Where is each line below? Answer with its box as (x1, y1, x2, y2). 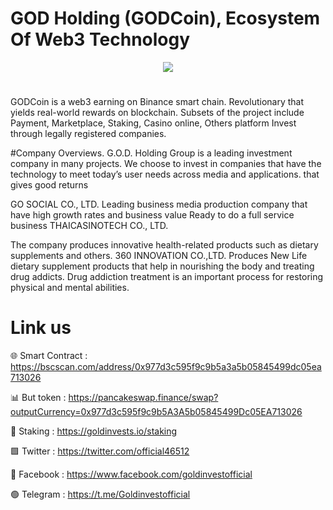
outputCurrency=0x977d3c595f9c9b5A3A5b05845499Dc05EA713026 (10, 406, 303, 418)
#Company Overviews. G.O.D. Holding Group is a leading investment (10, 147, 293, 159)
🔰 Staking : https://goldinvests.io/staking (10, 425, 178, 437)
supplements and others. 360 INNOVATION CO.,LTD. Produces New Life (10, 250, 308, 262)
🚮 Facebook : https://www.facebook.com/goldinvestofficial (10, 468, 253, 481)
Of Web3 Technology (10, 28, 191, 51)
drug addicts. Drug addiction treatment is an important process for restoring (10, 271, 324, 283)
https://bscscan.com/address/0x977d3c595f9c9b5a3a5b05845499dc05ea (10, 361, 322, 373)
